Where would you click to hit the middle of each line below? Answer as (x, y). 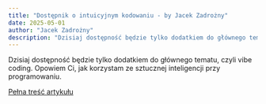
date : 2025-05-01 (37, 23)
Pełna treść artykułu (41, 92)
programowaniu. (35, 76)
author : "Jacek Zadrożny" (51, 30)
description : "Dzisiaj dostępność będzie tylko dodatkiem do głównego (127, 37)
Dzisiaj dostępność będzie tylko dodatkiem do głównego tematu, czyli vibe (130, 60)
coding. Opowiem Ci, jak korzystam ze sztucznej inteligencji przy (114, 69)
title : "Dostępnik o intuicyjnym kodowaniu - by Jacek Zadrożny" (118, 15)
